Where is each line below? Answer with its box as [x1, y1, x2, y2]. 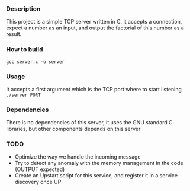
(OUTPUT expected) [14, 166, 65, 173]
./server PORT [6, 92, 41, 98]
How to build [6, 45, 43, 54]
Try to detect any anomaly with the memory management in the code [14, 160, 183, 167]
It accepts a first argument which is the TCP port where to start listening [6, 85, 182, 93]
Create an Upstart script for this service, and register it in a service [14, 172, 178, 179]
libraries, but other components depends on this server [6, 126, 141, 133]
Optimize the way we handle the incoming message [14, 153, 141, 160]
